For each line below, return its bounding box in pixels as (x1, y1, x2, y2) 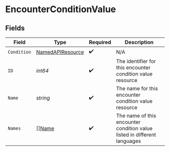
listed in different (116, 131, 156, 138)
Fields (5, 24, 25, 32)
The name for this (116, 85, 158, 92)
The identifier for (116, 58, 156, 64)
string (36, 95, 50, 101)
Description (124, 39, 154, 46)
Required (89, 39, 111, 46)
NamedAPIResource (36, 48, 84, 55)
